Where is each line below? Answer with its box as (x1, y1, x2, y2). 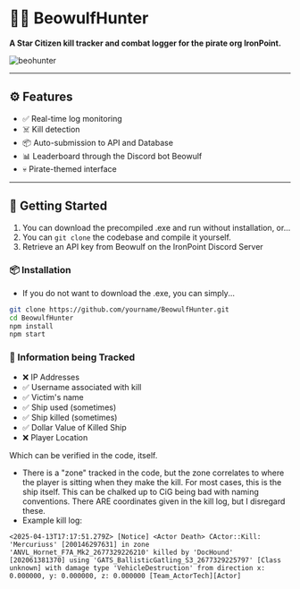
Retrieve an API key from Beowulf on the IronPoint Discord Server (21, 241, 263, 252)
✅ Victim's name (21, 391, 84, 402)
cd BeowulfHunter (9, 313, 74, 322)
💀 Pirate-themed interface (21, 163, 118, 174)
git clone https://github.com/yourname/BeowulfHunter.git (9, 304, 229, 314)
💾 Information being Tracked (9, 351, 136, 363)
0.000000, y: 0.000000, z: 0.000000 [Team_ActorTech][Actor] (9, 571, 242, 580)
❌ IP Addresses (21, 371, 80, 382)
